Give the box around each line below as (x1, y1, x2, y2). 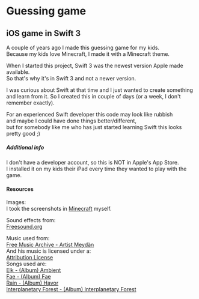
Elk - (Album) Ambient (6, 267, 61, 274)
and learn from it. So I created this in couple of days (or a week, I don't (6, 93, 182, 100)
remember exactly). (6, 99, 55, 106)
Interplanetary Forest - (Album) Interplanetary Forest (6, 286, 136, 293)
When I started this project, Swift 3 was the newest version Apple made (6, 62, 183, 69)
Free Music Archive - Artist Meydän (6, 241, 94, 249)
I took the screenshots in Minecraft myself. (6, 205, 112, 213)
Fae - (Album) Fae (6, 273, 51, 280)
